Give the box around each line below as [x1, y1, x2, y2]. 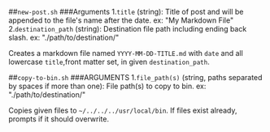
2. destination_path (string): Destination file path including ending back [8, 24, 247, 33]
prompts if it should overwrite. [8, 114, 110, 124]
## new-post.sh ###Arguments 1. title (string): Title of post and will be [8, 7, 244, 16]
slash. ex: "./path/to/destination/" [8, 32, 120, 42]
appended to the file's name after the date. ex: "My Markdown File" [8, 15, 234, 25]
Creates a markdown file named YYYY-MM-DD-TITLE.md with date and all [8, 49, 244, 57]
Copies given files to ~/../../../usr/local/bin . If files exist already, [8, 105, 237, 115]
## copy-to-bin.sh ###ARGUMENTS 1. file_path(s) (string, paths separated [8, 73, 263, 82]
